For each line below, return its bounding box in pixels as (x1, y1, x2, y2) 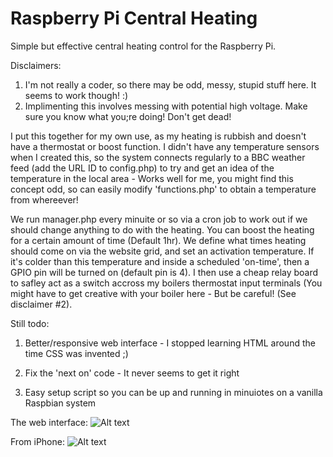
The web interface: (10, 416, 89, 428)
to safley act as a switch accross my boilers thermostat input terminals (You (10, 277, 323, 289)
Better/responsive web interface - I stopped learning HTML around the (24, 337, 316, 349)
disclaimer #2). (10, 298, 73, 310)
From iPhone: (10, 435, 65, 447)
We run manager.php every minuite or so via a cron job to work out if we (10, 213, 308, 225)
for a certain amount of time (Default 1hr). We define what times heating (10, 234, 307, 246)
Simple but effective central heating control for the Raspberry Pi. (10, 40, 277, 52)
